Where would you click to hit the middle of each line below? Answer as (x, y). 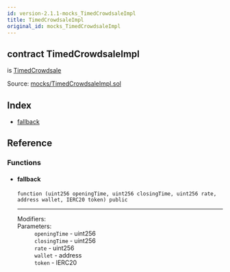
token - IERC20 (55, 262)
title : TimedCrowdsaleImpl (46, 20)
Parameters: (34, 226)
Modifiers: (31, 219)
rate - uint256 (54, 248)
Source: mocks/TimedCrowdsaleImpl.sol (64, 84)
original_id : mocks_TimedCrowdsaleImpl (64, 26)
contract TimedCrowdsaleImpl (74, 54)
